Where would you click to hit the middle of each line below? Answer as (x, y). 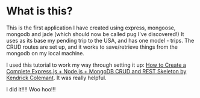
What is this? (40, 11)
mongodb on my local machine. (45, 53)
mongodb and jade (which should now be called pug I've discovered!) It (95, 34)
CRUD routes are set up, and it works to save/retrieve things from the (92, 47)
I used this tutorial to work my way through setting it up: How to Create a (96, 65)
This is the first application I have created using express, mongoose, (91, 28)
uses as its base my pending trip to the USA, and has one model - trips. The (100, 40)
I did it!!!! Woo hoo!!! (31, 89)
